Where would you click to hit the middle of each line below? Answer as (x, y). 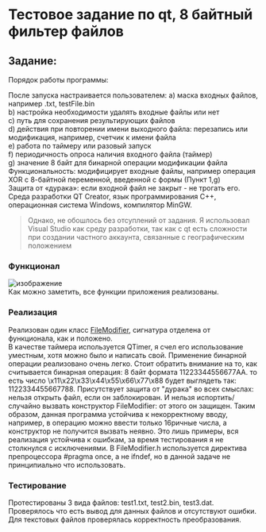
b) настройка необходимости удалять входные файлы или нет (114, 112)
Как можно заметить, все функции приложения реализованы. (114, 292)
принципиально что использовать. (67, 465)
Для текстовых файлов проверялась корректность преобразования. (125, 519)
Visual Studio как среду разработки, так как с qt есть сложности (137, 229)
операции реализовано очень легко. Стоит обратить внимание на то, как (133, 364)
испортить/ (216, 397)
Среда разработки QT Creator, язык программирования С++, (112, 197)
